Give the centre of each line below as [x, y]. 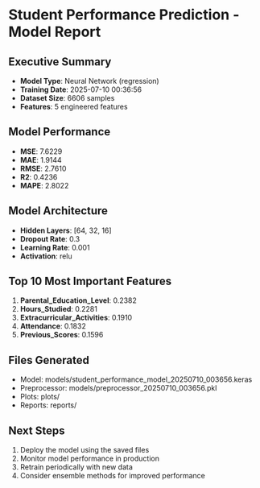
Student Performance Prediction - [124, 15]
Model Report [55, 32]
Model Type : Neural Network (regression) [89, 81]
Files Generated [49, 360]
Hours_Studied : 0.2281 [59, 309]
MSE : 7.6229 [41, 151]
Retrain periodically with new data [76, 467]
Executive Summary [60, 62]
